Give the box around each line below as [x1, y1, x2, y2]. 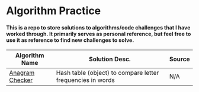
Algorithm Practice [6, 4, 101, 18]
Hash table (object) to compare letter [56, 69, 159, 77]
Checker [9, 76, 33, 84]
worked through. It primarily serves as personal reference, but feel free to [6, 30, 191, 37]
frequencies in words [56, 76, 115, 84]
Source [169, 55, 190, 63]
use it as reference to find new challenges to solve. [6, 37, 134, 44]
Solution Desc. [88, 55, 131, 63]
